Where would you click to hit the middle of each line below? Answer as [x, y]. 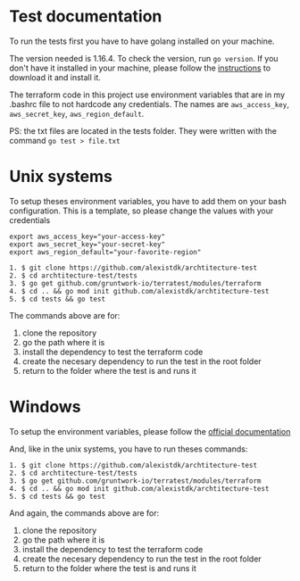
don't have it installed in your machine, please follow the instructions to [140, 68]
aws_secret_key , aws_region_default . [77, 113]
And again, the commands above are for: [84, 513]
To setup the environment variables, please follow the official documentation [150, 431]
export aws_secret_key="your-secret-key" [87, 244]
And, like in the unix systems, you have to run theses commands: [129, 449]
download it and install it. [55, 77]
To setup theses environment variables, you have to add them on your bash [148, 201]
